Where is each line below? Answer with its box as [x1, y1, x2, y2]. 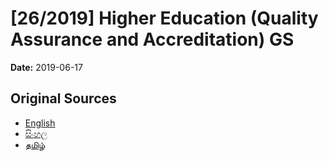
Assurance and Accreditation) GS [10, 28, 295, 51]
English [24, 117, 56, 129]
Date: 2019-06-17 [10, 61, 83, 73]
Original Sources [10, 90, 117, 107]
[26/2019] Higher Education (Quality [10, 7, 319, 30]
